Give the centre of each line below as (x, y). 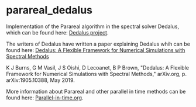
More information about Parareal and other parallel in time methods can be (96, 91)
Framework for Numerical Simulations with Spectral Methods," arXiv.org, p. (97, 74)
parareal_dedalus (49, 10)
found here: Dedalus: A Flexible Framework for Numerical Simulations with (96, 50)
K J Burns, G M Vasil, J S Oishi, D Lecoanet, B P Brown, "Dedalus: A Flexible (97, 67)
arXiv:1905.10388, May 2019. (40, 80)
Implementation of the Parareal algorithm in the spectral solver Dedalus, (93, 26)
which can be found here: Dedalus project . (57, 32)
